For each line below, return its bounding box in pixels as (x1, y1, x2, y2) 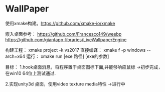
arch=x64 (5, 53, 26, 59)
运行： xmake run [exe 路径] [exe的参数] (26, 53, 109, 59)
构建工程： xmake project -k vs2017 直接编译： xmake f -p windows (5, 47, 146, 53)
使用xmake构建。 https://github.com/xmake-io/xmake (5, 20, 115, 26)
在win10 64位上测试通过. (5, 70, 56, 76)
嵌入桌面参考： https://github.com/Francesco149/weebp (5, 31, 122, 37)
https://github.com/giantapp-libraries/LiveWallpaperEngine (5, 36, 127, 43)
